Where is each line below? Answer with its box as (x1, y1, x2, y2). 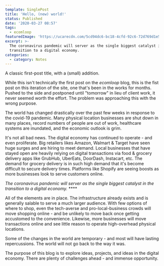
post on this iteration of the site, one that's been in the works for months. (5, 85, 152, 91)
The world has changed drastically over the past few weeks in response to (5, 110, 155, 116)
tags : (5, 25, 16, 30)
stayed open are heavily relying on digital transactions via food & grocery (5, 151, 152, 156)
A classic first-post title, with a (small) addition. (5, 70, 100, 76)
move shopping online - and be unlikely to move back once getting (5, 210, 140, 217)
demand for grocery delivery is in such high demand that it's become (5, 161, 144, 167)
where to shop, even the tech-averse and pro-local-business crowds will (5, 206, 151, 211)
